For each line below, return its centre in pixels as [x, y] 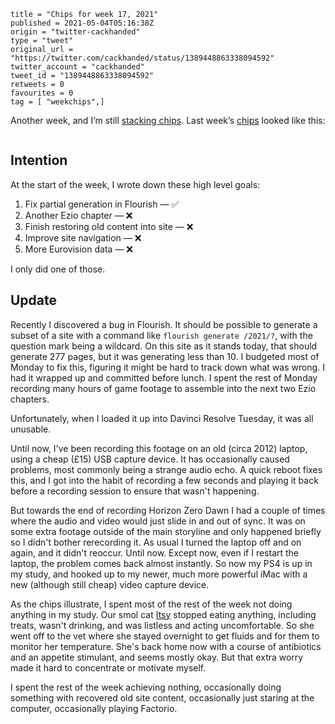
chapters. [30, 399]
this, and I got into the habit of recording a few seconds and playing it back [164, 480]
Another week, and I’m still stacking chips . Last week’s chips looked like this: [168, 120]
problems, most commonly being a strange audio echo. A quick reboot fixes [166, 469]
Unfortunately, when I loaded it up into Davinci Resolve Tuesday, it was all [162, 418]
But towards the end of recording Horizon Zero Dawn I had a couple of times [168, 510]
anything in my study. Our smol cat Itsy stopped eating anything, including [163, 614]
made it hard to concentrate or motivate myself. [108, 667]
